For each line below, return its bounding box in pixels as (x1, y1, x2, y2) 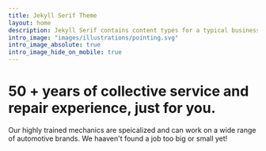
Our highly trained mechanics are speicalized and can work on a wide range (8, 125, 256, 134)
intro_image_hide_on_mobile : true (8, 48, 123, 56)
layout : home (8, 19, 51, 27)
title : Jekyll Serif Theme (8, 11, 97, 20)
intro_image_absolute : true (8, 41, 101, 49)
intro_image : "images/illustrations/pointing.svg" (8, 33, 179, 42)
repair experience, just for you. (8, 100, 216, 117)
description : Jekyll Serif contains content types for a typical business (8, 26, 260, 34)
